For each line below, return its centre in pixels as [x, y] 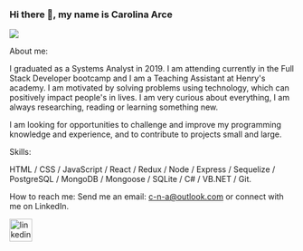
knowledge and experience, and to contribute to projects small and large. [146, 134]
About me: [28, 51]
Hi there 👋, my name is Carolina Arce [91, 14]
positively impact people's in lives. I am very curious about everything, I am [150, 98]
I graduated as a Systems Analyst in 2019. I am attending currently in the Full [151, 69]
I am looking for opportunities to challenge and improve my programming [146, 125]
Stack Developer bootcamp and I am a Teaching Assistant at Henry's [137, 78]
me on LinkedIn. [39, 207]
